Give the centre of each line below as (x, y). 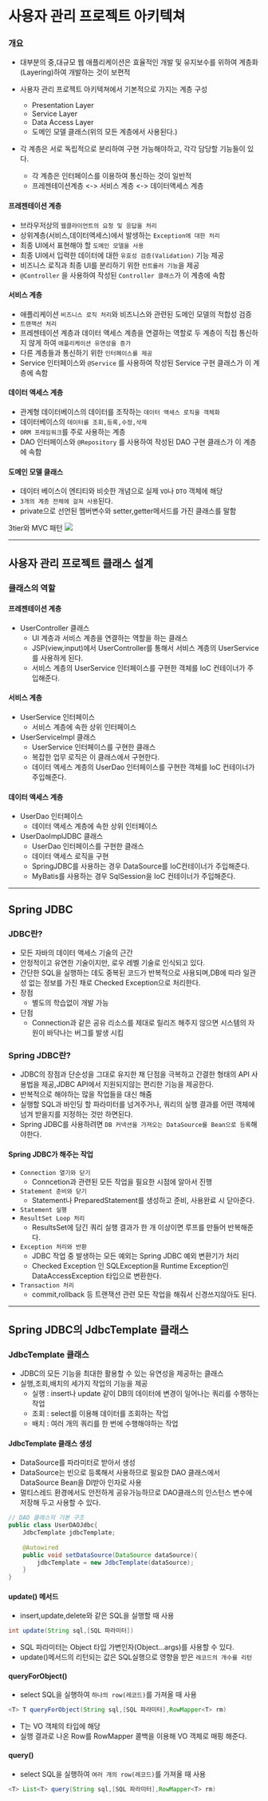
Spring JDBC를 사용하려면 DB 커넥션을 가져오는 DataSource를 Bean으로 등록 (135, 1125)
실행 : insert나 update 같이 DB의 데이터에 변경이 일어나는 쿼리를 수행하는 (145, 1394)
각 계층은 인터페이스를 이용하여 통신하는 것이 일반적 (112, 176)
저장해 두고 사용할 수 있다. (60, 1502)
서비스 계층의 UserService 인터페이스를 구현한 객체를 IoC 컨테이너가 (138, 668)
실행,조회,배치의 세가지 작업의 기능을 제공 (84, 1384)
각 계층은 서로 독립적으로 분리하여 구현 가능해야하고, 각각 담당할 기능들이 (132, 149)
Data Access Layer (63, 122)
